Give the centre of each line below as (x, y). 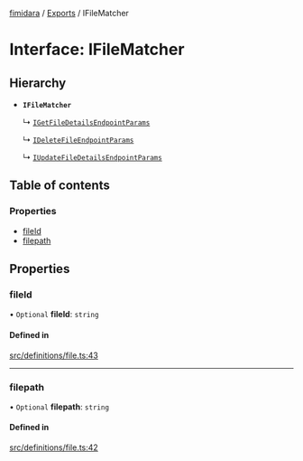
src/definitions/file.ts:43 (54, 355)
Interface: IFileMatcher (97, 50)
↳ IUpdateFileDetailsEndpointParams (92, 157)
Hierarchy (38, 83)
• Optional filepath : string (60, 407)
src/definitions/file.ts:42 (54, 447)
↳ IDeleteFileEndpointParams (78, 140)
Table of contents (60, 186)
